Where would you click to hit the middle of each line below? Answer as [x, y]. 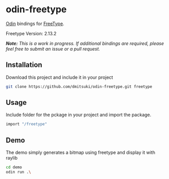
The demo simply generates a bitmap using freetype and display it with [80, 152]
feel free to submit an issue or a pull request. [53, 49]
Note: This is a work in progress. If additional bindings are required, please [85, 43]
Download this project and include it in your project [59, 77]
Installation [24, 65]
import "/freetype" [27, 124]
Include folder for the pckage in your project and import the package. [79, 115]
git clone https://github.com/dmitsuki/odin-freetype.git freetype [79, 86]
